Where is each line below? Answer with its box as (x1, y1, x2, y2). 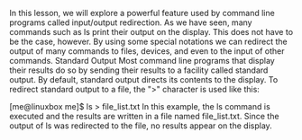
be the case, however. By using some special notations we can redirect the (9, 36, 288, 47)
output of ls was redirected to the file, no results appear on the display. (9, 120, 272, 131)
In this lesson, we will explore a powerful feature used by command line (9, 8, 275, 18)
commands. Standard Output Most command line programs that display (9, 56, 275, 66)
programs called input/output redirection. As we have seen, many (9, 17, 252, 28)
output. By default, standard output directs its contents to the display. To (9, 74, 279, 84)
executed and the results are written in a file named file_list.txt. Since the (9, 111, 279, 121)
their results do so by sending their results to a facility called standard (9, 65, 269, 75)
